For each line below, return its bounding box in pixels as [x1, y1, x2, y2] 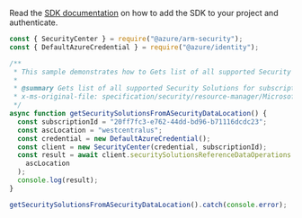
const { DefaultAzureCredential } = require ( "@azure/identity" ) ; [9, 42, 259, 52]
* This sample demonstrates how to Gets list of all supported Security [13, 67, 292, 76]
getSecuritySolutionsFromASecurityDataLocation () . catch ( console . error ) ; [9, 200, 288, 209]
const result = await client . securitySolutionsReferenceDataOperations [17, 151, 292, 160]
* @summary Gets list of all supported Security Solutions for [13, 84, 255, 93]
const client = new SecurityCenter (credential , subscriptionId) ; [17, 143, 268, 152]
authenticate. [9, 17, 58, 28]
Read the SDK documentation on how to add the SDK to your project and [9, 8, 279, 18]
